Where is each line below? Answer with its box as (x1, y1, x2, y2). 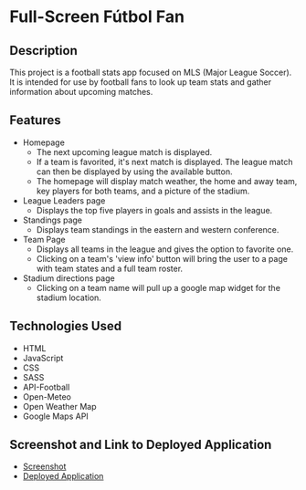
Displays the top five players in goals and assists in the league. (36, 204, 273, 215)
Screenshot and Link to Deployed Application (9, 437, 272, 453)
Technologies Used (9, 318, 121, 334)
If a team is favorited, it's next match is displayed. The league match (36, 156, 293, 167)
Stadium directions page (22, 272, 116, 284)
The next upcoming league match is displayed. (36, 146, 213, 157)
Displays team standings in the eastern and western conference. (36, 224, 280, 235)
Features (9, 112, 61, 129)
